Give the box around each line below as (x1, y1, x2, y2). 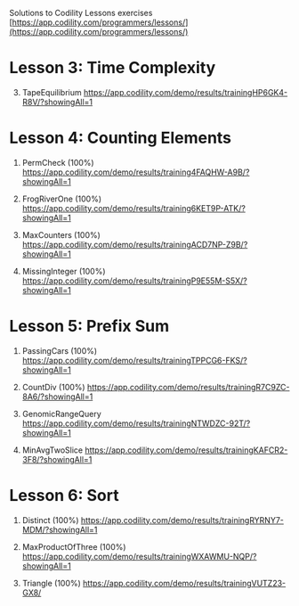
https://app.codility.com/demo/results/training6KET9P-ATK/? (21, 202, 246, 213)
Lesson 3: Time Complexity (9, 58, 216, 78)
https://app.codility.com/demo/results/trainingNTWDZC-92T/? (21, 418, 251, 429)
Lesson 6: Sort (9, 486, 119, 505)
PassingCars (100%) (21, 345, 98, 356)
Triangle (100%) (21, 577, 82, 588)
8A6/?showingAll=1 (21, 391, 93, 402)
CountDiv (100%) (21, 381, 86, 392)
